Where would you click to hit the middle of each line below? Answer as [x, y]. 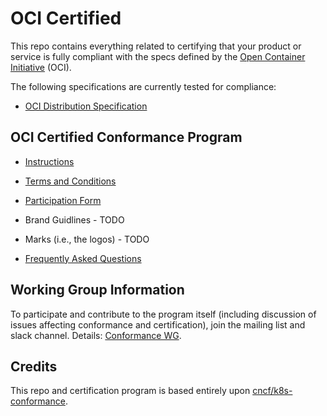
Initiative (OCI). [41, 67]
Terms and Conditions [70, 181]
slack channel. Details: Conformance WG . [96, 335]
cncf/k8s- [272, 391]
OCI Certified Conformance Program [126, 137]
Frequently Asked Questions [83, 258]
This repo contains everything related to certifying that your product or [156, 46]
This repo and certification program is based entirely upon [130, 391]
